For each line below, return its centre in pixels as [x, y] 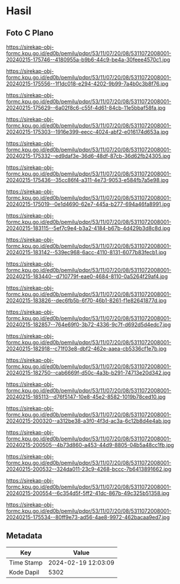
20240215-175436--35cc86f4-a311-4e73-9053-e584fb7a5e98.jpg [87, 180]
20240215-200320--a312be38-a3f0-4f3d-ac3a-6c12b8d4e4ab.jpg [89, 421]
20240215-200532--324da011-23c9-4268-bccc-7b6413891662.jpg [89, 469]
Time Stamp [26, 563]
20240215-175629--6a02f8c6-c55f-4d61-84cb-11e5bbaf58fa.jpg [86, 108]
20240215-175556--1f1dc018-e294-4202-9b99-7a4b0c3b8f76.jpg [87, 84]
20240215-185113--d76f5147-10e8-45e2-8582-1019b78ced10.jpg [86, 397]
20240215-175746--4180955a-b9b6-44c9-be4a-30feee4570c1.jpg [88, 60]
